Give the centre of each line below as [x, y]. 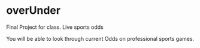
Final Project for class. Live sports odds [55, 27]
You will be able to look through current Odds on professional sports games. [100, 38]
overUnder [34, 10]
